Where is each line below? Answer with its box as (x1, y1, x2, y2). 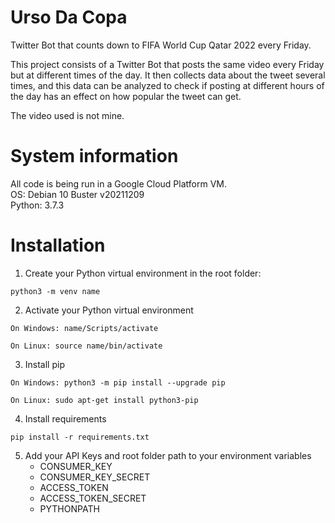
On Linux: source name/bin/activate (10, 341, 163, 351)
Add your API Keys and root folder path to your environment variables (24, 449, 312, 461)
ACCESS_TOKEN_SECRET (39, 492, 147, 504)
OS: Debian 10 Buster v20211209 (10, 188, 145, 200)
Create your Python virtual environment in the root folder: (24, 267, 262, 279)
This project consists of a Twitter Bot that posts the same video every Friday (10, 58, 325, 70)
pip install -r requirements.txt (10, 432, 150, 442)
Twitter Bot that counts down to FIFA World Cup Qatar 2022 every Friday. (10, 39, 312, 51)
